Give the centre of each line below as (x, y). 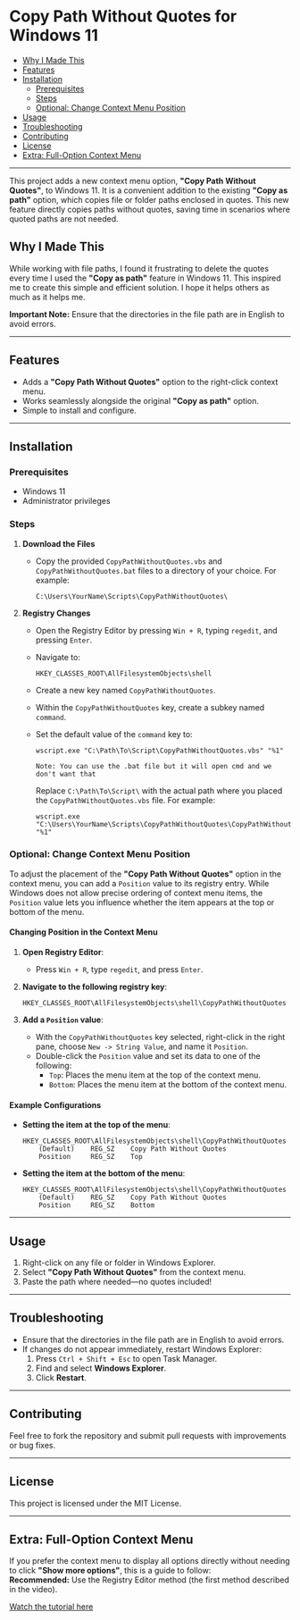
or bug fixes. (33, 1445)
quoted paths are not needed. (64, 218)
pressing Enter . (64, 640)
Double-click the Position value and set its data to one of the (148, 1056)
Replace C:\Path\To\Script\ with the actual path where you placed (159, 790)
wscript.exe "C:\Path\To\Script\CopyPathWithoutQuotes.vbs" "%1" (159, 751)
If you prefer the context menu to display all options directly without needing (150, 1561)
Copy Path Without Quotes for (123, 17)
